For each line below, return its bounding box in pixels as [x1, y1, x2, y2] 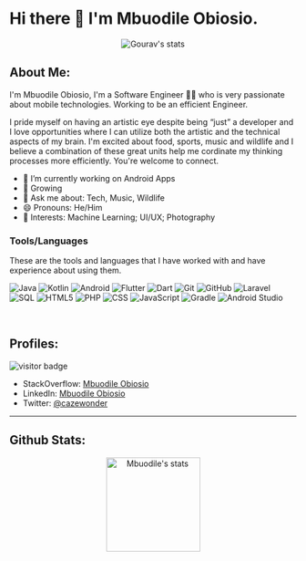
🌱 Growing [22, 182, 63, 193]
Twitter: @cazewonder [22, 397, 108, 409]
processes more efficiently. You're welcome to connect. [9, 155, 219, 166]
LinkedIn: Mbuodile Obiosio [22, 388, 126, 399]
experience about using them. [9, 265, 122, 276]
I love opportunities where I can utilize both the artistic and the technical [9, 126, 280, 137]
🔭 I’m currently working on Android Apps [22, 172, 176, 183]
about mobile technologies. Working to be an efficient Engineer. [9, 99, 249, 109]
